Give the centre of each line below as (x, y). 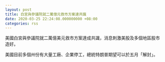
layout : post (18, 10)
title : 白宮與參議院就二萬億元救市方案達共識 (46, 14)
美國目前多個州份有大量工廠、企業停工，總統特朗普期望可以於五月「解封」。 (82, 55)
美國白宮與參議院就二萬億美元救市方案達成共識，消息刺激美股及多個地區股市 (82, 38)
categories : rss (22, 23)
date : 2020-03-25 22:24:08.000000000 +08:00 (51, 19)
